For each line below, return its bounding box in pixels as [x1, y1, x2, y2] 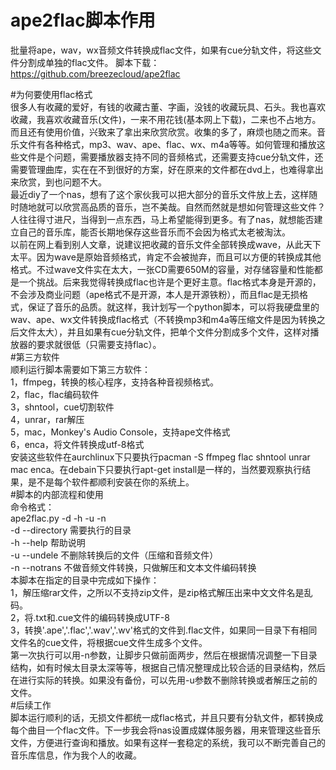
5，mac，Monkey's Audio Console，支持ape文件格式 [10, 426, 231, 438]
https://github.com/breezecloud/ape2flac [10, 67, 181, 80]
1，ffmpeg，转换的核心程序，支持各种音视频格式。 [10, 376, 220, 388]
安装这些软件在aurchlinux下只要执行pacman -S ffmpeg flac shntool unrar [10, 451, 311, 463]
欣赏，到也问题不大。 [18, 176, 107, 188]
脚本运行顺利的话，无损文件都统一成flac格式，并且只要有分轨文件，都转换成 [10, 711, 324, 723]
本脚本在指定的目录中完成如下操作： [10, 574, 160, 586]
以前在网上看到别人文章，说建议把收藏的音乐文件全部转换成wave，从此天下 [10, 238, 322, 250]
